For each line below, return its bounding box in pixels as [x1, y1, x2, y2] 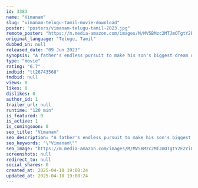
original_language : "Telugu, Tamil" [6, 36, 96, 42]
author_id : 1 [6, 96, 38, 102]
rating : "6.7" [6, 63, 41, 70]
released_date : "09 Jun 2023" [6, 47, 81, 53]
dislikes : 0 [6, 91, 35, 97]
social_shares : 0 [6, 162, 49, 168]
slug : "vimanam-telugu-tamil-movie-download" [6, 19, 120, 25]
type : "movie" [6, 58, 41, 64]
